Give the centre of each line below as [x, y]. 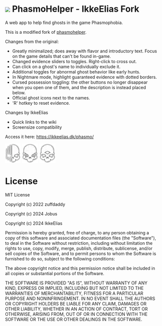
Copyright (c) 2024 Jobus [31, 213]
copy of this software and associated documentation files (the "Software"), [81, 238]
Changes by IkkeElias [27, 112]
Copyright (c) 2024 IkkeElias [34, 223]
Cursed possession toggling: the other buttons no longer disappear [80, 82]
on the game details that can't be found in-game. [61, 56]
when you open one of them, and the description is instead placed [79, 87]
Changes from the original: [32, 41]
